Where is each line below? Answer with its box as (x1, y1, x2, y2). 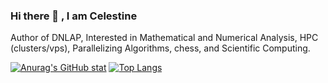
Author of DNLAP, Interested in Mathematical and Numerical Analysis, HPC (10, 32, 319, 44)
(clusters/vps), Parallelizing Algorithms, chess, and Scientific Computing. (10, 42, 311, 54)
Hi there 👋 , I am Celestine (10, 9, 138, 23)
